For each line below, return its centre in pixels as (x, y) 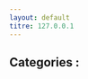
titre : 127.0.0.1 (42, 26)
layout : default (40, 18)
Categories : (44, 62)
